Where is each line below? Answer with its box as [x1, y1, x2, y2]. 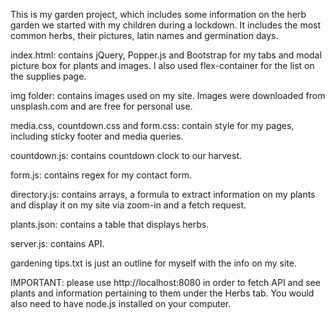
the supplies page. [10, 70, 87, 82]
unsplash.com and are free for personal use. [10, 100, 193, 112]
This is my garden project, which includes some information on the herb [10, 9, 307, 20]
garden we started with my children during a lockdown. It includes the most [10, 19, 322, 31]
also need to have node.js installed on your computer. [10, 298, 232, 309]
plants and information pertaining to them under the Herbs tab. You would [10, 287, 315, 299]
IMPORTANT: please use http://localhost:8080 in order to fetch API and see [10, 277, 321, 288]
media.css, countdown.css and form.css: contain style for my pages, [10, 120, 295, 131]
